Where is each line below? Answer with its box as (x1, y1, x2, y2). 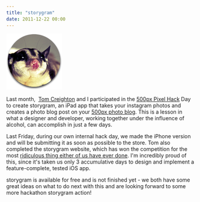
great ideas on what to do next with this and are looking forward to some (6, 182, 186, 189)
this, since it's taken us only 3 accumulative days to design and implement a (6, 158, 195, 165)
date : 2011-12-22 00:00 (6, 16, 66, 22)
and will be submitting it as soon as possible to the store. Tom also (6, 139, 171, 146)
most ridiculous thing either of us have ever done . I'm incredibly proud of (6, 151, 187, 159)
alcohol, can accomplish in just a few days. (6, 121, 112, 128)
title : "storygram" (6, 10, 55, 16)
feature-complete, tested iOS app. (6, 164, 91, 171)
